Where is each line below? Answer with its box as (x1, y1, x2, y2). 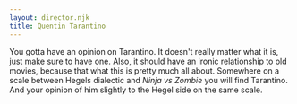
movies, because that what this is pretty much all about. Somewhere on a (9, 65, 280, 76)
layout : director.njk (9, 13, 90, 22)
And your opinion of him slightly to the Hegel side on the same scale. (9, 84, 263, 95)
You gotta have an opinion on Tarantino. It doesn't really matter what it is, (9, 46, 279, 56)
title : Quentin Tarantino (9, 22, 106, 30)
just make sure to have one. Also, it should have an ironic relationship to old (9, 56, 288, 66)
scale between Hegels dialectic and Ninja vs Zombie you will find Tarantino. (9, 74, 288, 85)
